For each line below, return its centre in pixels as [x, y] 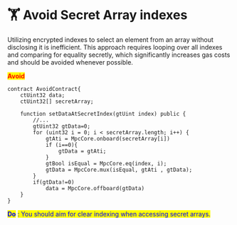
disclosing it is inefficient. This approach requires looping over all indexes [115, 47]
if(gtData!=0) [54, 182]
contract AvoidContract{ [44, 89]
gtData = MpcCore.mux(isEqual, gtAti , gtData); [119, 170]
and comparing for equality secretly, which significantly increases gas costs [119, 55]
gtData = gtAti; [82, 151]
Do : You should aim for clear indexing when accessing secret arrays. [109, 214]
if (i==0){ [62, 145]
